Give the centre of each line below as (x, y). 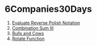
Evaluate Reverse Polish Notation (46, 23)
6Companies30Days (48, 9)
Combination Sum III (33, 28)
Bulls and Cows (28, 33)
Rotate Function (28, 39)
